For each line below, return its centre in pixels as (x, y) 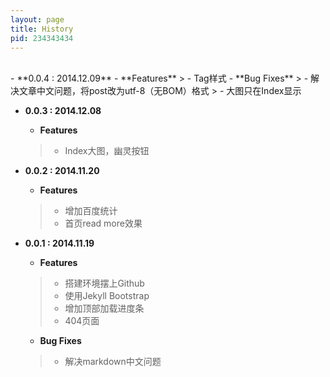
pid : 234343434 (42, 38)
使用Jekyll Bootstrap (107, 296)
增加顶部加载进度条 (104, 308)
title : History (42, 29)
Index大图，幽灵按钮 (107, 151)
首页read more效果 (103, 223)
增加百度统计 (91, 211)
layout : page (37, 19)
